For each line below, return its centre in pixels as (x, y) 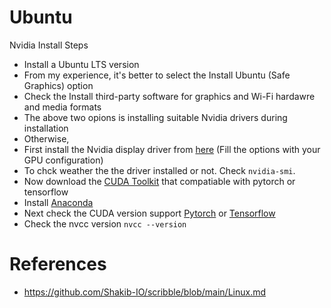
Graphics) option (58, 85)
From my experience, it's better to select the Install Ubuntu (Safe (157, 75)
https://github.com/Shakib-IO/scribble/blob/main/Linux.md (145, 292)
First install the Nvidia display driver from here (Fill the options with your (172, 149)
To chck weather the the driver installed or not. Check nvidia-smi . (159, 170)
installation (46, 128)
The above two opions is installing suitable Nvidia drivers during (155, 117)
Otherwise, (46, 138)
